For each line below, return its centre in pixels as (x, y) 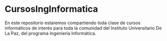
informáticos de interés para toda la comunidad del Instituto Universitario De (83, 28)
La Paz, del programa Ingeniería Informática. (50, 33)
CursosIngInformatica (51, 9)
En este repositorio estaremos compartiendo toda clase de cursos (73, 23)
